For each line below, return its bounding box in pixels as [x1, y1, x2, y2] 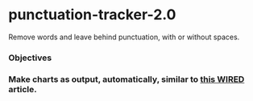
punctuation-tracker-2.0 [8, 6, 176, 24]
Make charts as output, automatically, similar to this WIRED [8, 74, 245, 85]
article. [8, 83, 38, 95]
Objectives [8, 52, 52, 63]
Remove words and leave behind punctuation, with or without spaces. [8, 32, 240, 42]
